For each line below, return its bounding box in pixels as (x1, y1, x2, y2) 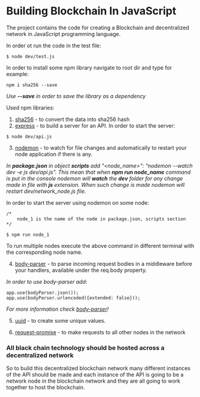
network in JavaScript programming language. (6, 30, 121, 37)
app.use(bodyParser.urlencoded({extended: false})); (6, 295, 141, 301)
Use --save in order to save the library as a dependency (6, 92, 146, 99)
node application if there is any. (14, 150, 93, 157)
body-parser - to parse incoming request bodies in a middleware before (14, 260, 193, 267)
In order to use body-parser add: (6, 278, 88, 285)
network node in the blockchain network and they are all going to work (6, 377, 181, 384)
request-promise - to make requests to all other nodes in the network (14, 328, 186, 336)
